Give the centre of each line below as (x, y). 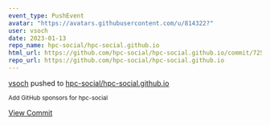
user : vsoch (28, 30)
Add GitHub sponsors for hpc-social (58, 98)
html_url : (25, 53)
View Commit (31, 112)
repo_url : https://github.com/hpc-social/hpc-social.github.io (117, 61)
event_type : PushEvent (46, 16)
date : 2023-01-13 (37, 38)
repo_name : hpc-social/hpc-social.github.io (84, 46)
